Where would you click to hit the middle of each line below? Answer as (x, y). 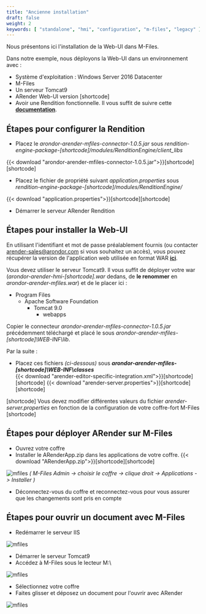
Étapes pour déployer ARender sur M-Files (90, 433)
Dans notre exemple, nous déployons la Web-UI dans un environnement (97, 58)
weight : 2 (19, 23)
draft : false (23, 18)
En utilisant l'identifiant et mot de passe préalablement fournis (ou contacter (102, 245)
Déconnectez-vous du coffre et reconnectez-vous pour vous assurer (102, 491)
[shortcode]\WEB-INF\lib (38, 339)
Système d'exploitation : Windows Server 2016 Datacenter (89, 77)
